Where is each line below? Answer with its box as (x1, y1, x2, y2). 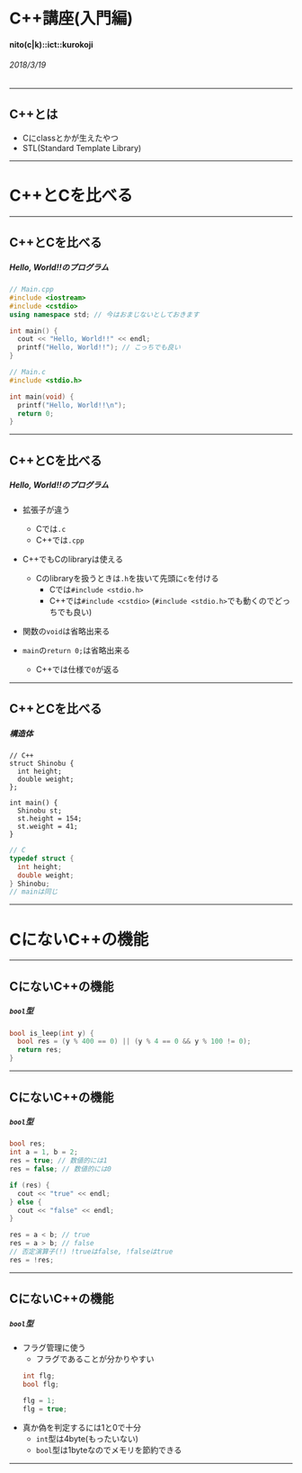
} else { (9, 1198, 42, 1207)
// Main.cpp (9, 285, 54, 294)
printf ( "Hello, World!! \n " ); (17, 400, 127, 409)
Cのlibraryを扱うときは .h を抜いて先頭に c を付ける (35, 572, 219, 583)
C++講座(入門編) (9, 8, 133, 29)
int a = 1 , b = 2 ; (9, 1148, 78, 1157)
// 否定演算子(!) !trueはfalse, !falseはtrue (9, 1247, 173, 1256)
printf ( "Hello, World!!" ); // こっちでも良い (17, 343, 182, 352)
